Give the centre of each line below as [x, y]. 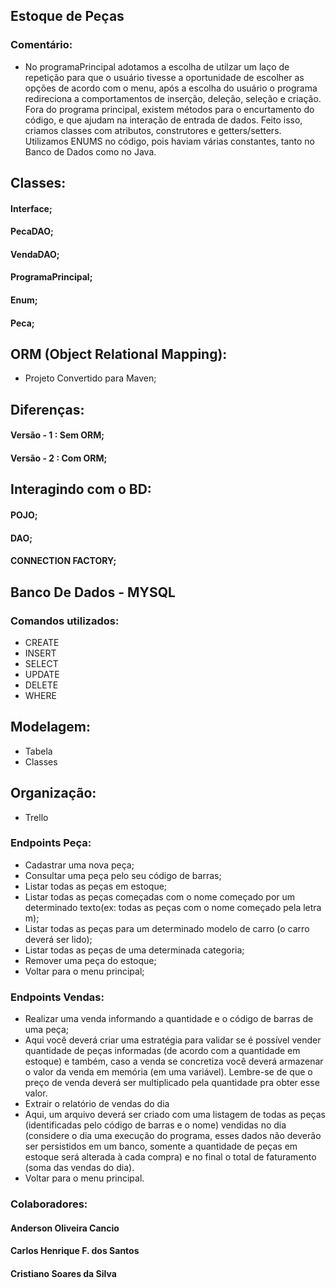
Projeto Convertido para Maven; [90, 378]
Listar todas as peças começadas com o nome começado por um [160, 896]
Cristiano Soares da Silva [63, 1273]
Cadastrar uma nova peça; [79, 865]
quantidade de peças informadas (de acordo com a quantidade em [162, 1051]
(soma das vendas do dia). [79, 1168]
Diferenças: [47, 409]
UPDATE [42, 674]
